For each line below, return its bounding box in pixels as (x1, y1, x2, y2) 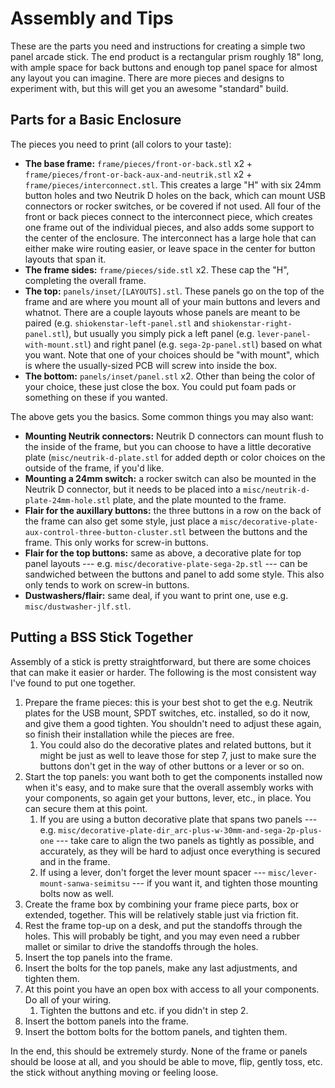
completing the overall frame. (24, 274, 147, 286)
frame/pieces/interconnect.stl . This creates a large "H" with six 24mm (24, 178, 322, 191)
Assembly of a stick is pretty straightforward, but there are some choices (10, 655, 312, 667)
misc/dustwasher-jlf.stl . (24, 600, 132, 612)
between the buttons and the (188, 525, 308, 537)
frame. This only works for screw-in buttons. (24, 536, 209, 548)
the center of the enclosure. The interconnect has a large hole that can (24, 232, 317, 244)
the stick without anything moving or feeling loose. (10, 1066, 219, 1078)
